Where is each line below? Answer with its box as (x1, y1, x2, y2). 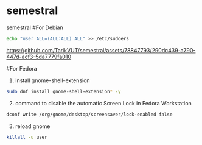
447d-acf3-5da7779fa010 (6, 53, 72, 60)
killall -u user (6, 134, 47, 140)
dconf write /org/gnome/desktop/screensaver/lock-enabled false (6, 111, 173, 118)
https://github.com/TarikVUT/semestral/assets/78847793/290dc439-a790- (6, 46, 196, 54)
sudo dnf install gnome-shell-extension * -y (6, 88, 121, 94)
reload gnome (15, 122, 50, 130)
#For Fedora (6, 65, 38, 72)
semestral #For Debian (6, 24, 63, 31)
